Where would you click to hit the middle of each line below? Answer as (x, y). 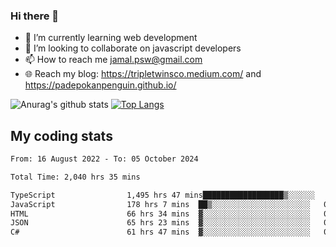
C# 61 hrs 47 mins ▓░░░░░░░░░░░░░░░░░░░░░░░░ (160, 232)
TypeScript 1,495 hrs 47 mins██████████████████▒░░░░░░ (162, 195)
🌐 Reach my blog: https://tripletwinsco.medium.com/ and (143, 74)
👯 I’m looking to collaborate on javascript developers (133, 48)
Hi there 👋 (35, 16)
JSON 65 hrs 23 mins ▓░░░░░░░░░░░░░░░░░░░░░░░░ (160, 223)
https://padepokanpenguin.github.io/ (100, 85)
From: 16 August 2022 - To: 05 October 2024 (104, 159)
